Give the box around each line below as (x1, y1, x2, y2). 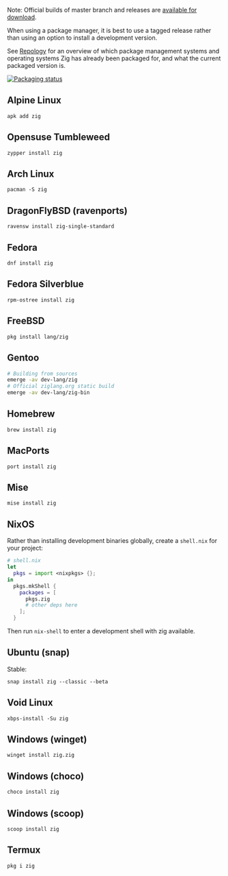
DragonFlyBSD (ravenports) (7, 205, 128, 217)
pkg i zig (7, 862, 35, 869)
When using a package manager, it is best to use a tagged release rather (7, 27, 212, 34)
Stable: (7, 665, 27, 673)
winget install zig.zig (7, 752, 75, 759)
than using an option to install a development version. (7, 34, 158, 42)
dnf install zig (7, 260, 53, 267)
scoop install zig (7, 825, 59, 832)
